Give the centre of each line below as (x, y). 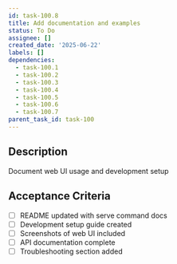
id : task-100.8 (33, 16)
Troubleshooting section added (71, 251)
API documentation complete (67, 242)
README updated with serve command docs (93, 215)
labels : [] (26, 53)
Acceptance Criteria (59, 196)
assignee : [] (30, 38)
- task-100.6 (37, 104)
